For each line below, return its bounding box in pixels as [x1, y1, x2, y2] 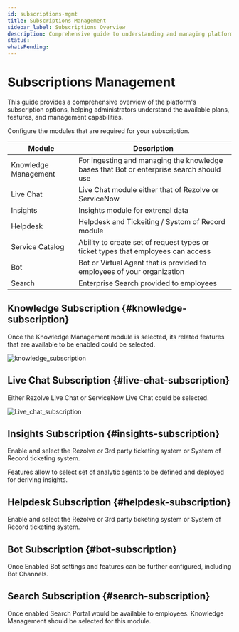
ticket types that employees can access [78, 246, 211, 256]
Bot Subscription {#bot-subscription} [7, 543, 178, 555]
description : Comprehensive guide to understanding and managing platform [7, 30, 234, 38]
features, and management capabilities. [7, 112, 124, 121]
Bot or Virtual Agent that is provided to [78, 258, 206, 268]
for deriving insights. [7, 475, 68, 484]
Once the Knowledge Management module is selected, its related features [7, 332, 225, 341]
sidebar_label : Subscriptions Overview [7, 23, 126, 31]
